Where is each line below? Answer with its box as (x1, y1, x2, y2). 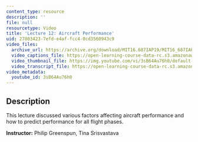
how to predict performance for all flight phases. (6, 118, 124, 125)
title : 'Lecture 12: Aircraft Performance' (6, 31, 115, 37)
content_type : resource (6, 8, 65, 15)
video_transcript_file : (11, 63, 70, 70)
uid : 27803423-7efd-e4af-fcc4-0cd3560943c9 (6, 36, 115, 42)
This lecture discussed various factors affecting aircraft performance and (6, 111, 184, 118)
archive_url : (11, 47, 44, 53)
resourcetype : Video (6, 25, 57, 31)
